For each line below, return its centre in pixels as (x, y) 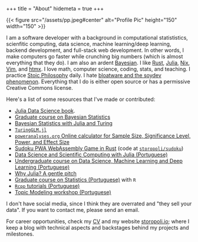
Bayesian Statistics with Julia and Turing (64, 123)
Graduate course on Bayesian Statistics (62, 117)
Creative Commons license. (40, 88)
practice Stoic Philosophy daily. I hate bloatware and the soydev (84, 75)
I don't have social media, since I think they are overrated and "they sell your (99, 204)
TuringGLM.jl (31, 130)
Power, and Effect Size (42, 142)
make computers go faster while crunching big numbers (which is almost (95, 56)
